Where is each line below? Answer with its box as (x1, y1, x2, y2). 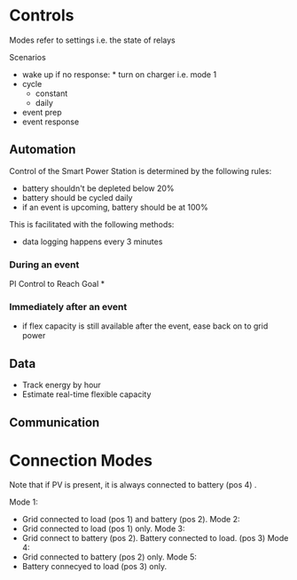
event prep (21, 107, 62, 117)
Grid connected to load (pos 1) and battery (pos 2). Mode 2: (21, 514, 240, 525)
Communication (9, 415, 100, 430)
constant (35, 88, 68, 99)
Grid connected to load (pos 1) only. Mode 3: (21, 523, 185, 534)
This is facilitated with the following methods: (9, 218, 175, 229)
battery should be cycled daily (21, 192, 133, 203)
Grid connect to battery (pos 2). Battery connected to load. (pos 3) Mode (21, 533, 289, 544)
